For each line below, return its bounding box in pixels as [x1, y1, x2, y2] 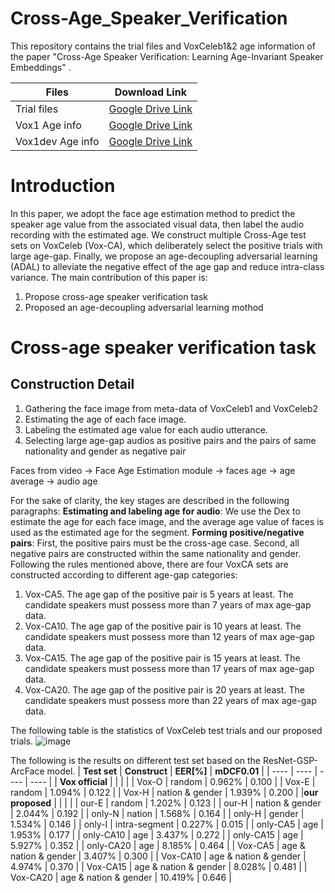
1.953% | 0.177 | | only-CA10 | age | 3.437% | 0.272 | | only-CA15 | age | [10, 828, 304, 841]
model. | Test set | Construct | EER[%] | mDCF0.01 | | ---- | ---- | [46, 765, 318, 777]
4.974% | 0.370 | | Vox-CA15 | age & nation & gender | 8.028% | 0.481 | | [10, 860, 308, 872]
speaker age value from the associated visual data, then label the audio [10, 218, 305, 230]
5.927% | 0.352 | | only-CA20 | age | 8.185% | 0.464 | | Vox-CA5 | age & [10, 839, 306, 851]
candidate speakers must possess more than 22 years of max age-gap [24, 694, 317, 706]
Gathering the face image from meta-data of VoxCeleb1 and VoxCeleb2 [24, 402, 319, 414]
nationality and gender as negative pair [24, 445, 187, 457]
